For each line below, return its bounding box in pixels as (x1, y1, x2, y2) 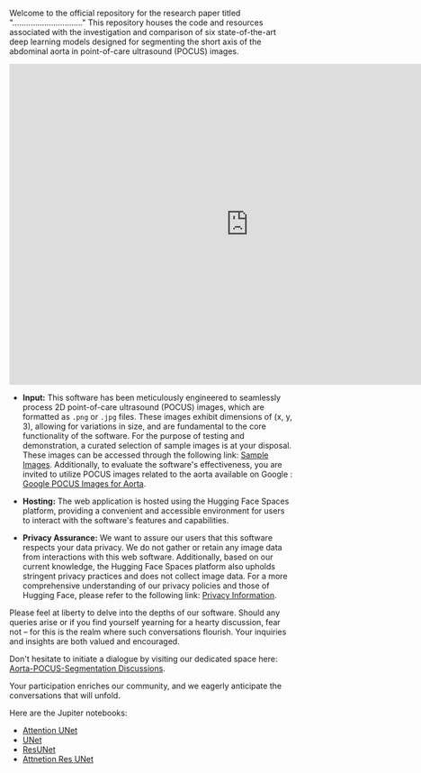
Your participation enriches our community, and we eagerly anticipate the (9, 680, 282, 691)
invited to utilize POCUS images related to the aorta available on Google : (22, 468, 293, 479)
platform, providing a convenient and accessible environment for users (22, 505, 285, 516)
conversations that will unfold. (9, 690, 121, 701)
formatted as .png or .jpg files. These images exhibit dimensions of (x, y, (22, 412, 292, 422)
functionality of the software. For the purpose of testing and (22, 431, 245, 441)
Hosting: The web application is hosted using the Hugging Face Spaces (22, 496, 290, 506)
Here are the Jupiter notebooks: (9, 707, 128, 718)
